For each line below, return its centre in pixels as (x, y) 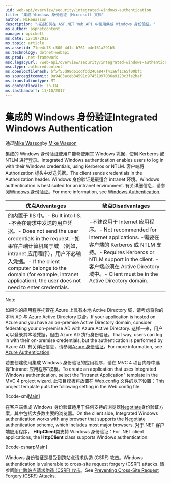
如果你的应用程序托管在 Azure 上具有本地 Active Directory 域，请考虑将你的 (84, 310)
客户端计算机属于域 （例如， (47, 246)
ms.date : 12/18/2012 (27, 39)
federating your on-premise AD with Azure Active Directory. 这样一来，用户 (84, 328)
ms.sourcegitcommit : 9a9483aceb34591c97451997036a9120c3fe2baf (74, 76)
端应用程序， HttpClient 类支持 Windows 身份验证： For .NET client (75, 432)
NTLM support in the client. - (124, 259)
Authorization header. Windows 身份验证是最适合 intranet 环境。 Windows (82, 179)
